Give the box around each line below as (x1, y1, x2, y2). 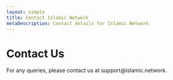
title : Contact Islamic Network (6, 15, 89, 21)
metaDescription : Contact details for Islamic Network (6, 20, 149, 26)
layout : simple (6, 9, 45, 15)
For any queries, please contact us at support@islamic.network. (6, 67, 167, 74)
